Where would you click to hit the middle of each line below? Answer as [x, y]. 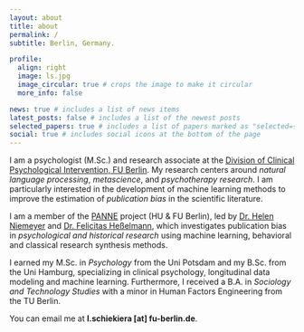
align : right [42, 68]
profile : [26, 60]
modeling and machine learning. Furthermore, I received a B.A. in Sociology [150, 282]
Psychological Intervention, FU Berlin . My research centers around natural [148, 170]
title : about [34, 26]
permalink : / [34, 34]
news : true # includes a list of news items [95, 109]
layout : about [36, 18]
